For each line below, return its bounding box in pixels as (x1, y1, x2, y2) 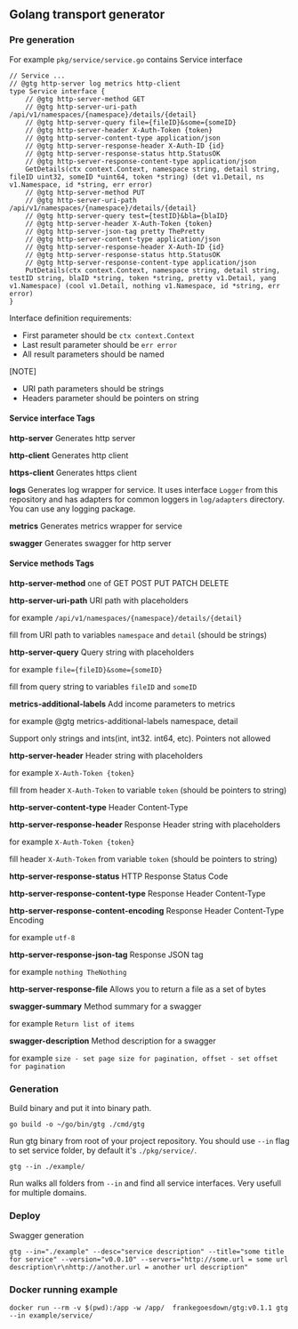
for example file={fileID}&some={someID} (9, 664, 163, 675)
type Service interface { (9, 86, 105, 96)
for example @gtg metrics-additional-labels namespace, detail (9, 716, 238, 727)
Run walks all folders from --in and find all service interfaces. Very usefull (9, 1178, 282, 1188)
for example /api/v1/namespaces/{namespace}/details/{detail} (9, 613, 243, 624)
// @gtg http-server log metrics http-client (9, 79, 181, 88)
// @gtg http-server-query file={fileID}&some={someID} (25, 117, 238, 127)
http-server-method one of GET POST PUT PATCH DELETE (9, 578, 230, 589)
